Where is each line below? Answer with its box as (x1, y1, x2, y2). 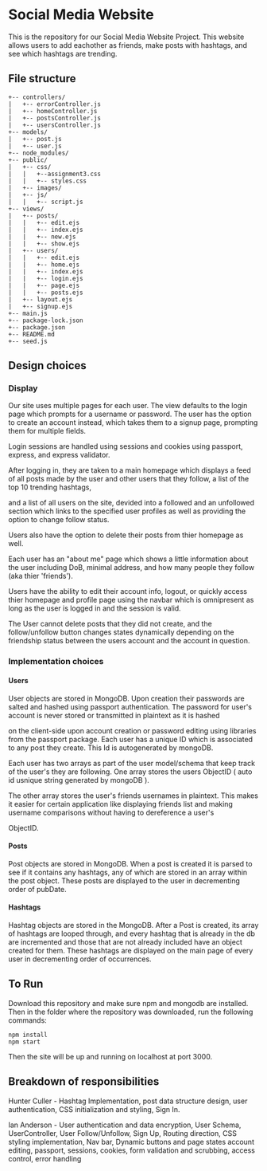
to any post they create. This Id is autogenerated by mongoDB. (8, 743, 214, 753)
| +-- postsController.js (8, 114, 102, 122)
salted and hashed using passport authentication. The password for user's (8, 701, 253, 711)
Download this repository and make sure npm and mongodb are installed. (8, 998, 249, 1008)
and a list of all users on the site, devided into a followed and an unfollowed (8, 498, 255, 508)
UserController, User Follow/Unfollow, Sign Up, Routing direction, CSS (8, 1128, 237, 1138)
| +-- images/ (8, 183, 62, 192)
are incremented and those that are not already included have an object (8, 937, 242, 946)
